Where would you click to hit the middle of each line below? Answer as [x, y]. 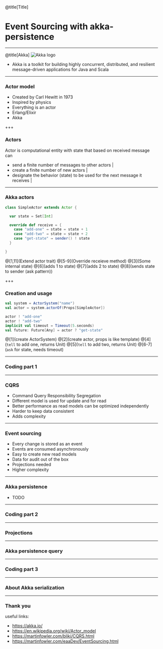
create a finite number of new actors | [50, 170]
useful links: [17, 617]
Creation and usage [29, 293]
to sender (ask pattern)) [29, 271]
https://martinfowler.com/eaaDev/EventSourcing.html [65, 641]
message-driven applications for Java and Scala [60, 69]
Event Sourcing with [47, 27]
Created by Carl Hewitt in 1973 [42, 97]
